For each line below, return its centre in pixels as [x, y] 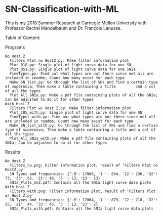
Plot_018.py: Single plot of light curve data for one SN [71, 65]
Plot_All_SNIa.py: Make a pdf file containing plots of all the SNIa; [84, 95]
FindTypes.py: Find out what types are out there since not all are [81, 73]
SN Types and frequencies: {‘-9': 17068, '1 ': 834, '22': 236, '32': [84, 174]
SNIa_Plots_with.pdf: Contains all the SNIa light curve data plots [81, 209]
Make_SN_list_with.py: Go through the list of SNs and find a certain [84, 125]
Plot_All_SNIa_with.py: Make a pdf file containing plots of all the [82, 138]
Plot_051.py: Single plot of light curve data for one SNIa [73, 69]
